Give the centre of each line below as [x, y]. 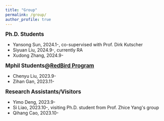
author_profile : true [28, 19]
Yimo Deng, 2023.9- [34, 102]
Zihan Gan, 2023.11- [33, 81]
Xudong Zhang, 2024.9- [38, 55]
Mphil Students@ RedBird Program [50, 66]
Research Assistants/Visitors [43, 92]
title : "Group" [21, 10]
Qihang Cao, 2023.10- [36, 113]
